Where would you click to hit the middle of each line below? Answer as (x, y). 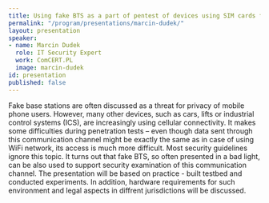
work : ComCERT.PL (44, 61)
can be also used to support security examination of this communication (127, 165)
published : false (37, 82)
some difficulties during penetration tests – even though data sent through (131, 131)
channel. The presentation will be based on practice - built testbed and (125, 173)
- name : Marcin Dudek (44, 46)
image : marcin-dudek (50, 68)
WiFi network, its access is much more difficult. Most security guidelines (128, 148)
